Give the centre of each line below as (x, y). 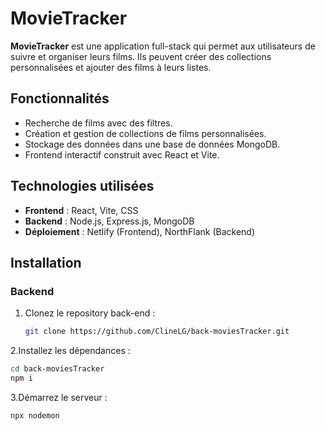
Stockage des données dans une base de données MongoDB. (152, 144)
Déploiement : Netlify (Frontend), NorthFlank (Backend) (140, 231)
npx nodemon (35, 415)
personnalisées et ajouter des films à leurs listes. (111, 67)
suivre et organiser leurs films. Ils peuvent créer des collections (141, 56)
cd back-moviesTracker (57, 369)
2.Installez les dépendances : (70, 351)
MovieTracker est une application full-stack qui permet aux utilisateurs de (163, 46)
